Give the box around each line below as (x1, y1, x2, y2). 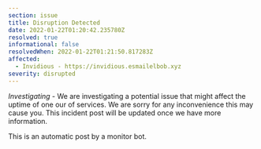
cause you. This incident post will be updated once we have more (8, 107, 222, 118)
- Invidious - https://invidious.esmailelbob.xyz (15, 63, 181, 71)
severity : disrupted (8, 70, 76, 78)
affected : (8, 56, 41, 64)
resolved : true (8, 33, 58, 42)
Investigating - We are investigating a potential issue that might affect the (8, 91, 246, 100)
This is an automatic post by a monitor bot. (8, 131, 147, 141)
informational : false (8, 41, 80, 49)
